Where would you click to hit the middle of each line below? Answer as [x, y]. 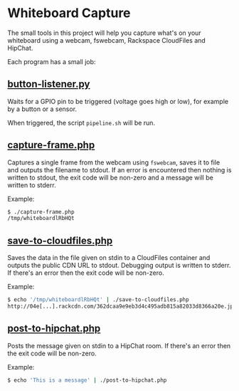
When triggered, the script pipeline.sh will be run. [81, 122]
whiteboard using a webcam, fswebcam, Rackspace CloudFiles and [107, 40]
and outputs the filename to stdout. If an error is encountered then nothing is [119, 170]
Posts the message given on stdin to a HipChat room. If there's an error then [119, 345]
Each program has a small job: [52, 61]
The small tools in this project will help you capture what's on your [104, 33]
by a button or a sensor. [42, 109]
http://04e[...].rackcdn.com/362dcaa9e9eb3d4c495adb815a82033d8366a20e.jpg [122, 306]
